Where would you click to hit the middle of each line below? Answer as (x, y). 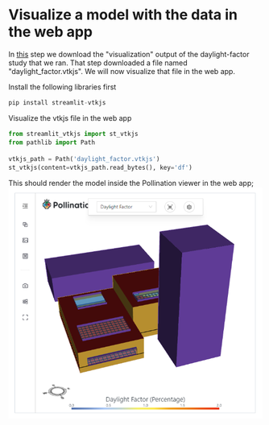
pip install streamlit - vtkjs (57, 102)
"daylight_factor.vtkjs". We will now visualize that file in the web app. (122, 71)
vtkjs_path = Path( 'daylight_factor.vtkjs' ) (84, 159)
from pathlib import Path (52, 142)
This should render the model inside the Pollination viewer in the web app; (131, 184)
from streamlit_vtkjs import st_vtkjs (73, 134)
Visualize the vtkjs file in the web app (70, 118)
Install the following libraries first (62, 87)
